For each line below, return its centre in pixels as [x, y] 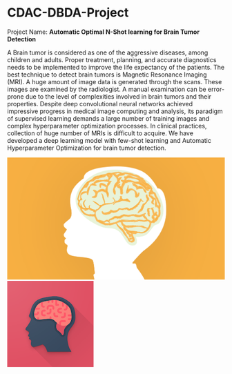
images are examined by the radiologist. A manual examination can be [107, 89]
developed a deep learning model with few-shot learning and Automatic [109, 140]
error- [216, 89]
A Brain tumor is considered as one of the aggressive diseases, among [108, 52]
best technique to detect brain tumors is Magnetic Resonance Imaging [107, 75]
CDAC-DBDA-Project [68, 13]
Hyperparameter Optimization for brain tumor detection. [87, 148]
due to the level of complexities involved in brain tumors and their [118, 96]
